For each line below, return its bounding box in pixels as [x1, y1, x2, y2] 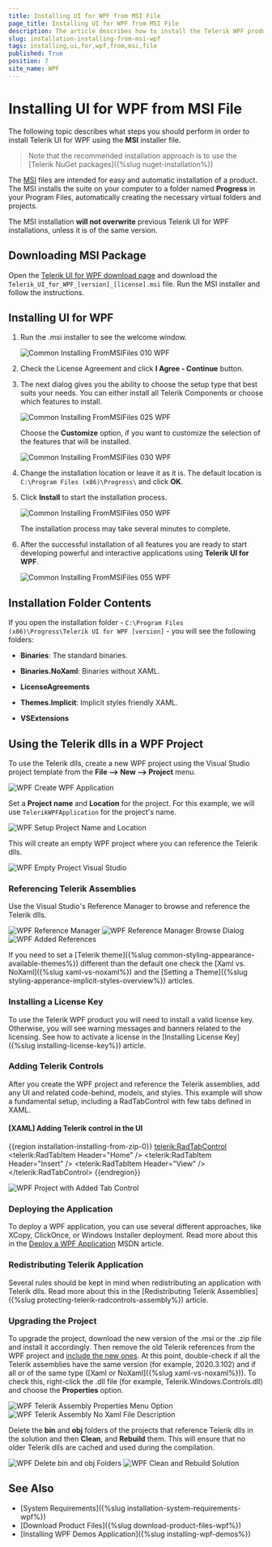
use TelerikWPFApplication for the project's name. [8, 807, 176, 816]
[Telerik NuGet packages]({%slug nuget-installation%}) [28, 159, 214, 169]
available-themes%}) [8, 958, 79, 969]
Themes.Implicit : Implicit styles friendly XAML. [19, 698, 178, 708]
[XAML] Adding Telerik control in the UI [8, 1124, 143, 1133]
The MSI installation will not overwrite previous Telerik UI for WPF [8, 216, 229, 226]
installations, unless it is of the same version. [8, 225, 158, 235]
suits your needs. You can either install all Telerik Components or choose [19, 388, 264, 398]
